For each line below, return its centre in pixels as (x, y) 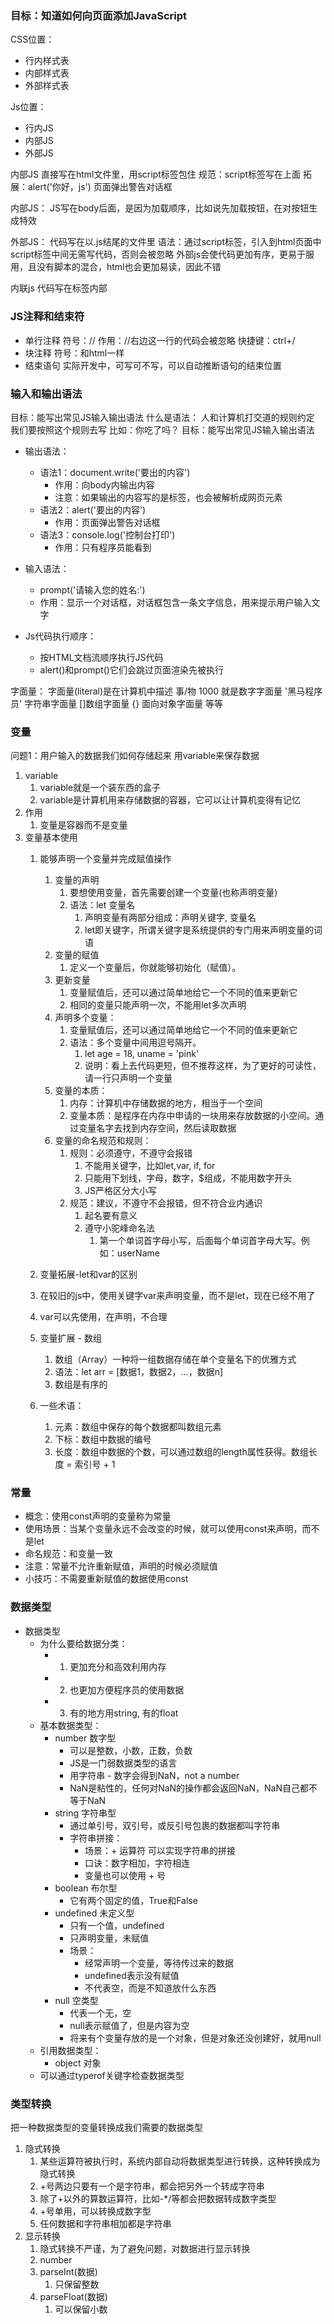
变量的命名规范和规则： (103, 1141)
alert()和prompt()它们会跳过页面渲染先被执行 (131, 669)
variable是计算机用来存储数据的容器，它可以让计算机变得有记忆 (170, 800)
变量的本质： (81, 1091)
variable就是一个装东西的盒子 (100, 788)
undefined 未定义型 (94, 1913)
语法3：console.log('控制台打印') (107, 534)
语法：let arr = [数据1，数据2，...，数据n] (139, 1372)
